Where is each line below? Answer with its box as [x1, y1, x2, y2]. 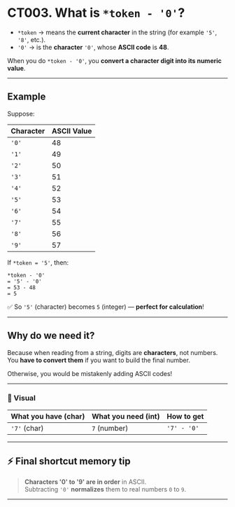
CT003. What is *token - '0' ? [7, 5, 185, 21]
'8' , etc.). [17, 35, 46, 43]
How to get [166, 411, 204, 421]
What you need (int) [92, 411, 160, 421]
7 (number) [92, 423, 129, 433]
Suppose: [7, 109, 35, 118]
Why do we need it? [7, 330, 95, 342]
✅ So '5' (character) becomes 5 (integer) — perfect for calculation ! [7, 303, 204, 311]
